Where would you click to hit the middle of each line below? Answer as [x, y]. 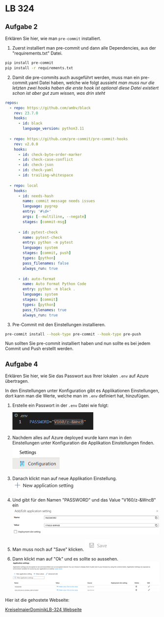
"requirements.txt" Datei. [37, 53]
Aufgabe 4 [22, 364]
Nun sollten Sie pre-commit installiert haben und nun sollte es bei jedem [78, 343]
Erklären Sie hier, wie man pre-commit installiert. [53, 38]
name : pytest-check [43, 237]
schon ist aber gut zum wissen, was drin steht [59, 93]
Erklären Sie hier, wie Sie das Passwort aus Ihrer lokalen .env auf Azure [77, 376]
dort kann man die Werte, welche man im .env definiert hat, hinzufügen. [78, 396]
